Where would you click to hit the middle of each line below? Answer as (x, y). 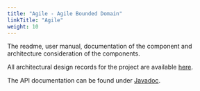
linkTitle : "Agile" (35, 20)
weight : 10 (23, 26)
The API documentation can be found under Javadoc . (84, 81)
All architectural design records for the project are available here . (100, 67)
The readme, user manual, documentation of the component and (100, 47)
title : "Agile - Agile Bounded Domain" (65, 14)
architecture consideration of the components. (74, 53)
